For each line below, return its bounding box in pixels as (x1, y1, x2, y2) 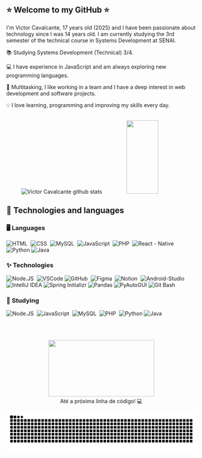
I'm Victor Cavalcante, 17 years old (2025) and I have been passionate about (6, 23, 196, 31)
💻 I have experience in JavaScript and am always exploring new (6, 63, 167, 70)
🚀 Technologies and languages (6, 205, 125, 215)
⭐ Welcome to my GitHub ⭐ (6, 5, 110, 15)
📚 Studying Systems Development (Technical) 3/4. (6, 49, 134, 56)
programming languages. (6, 72, 69, 79)
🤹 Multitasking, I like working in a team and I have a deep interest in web (6, 83, 186, 90)
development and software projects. (6, 90, 96, 97)
